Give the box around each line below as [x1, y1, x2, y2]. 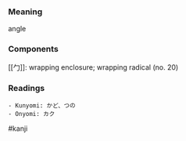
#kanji [8, 124, 28, 133]
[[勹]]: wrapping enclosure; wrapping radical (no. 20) [8, 62, 179, 72]
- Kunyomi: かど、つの [8, 101, 76, 110]
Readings [8, 82, 45, 93]
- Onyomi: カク [8, 110, 55, 117]
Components [8, 44, 59, 55]
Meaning [8, 6, 43, 17]
